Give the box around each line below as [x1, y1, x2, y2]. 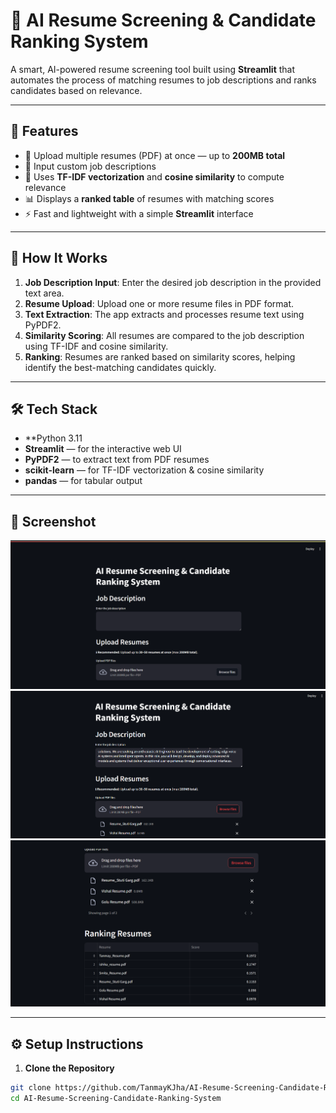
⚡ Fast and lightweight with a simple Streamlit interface [24, 207, 254, 219]
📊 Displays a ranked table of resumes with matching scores [24, 192, 275, 204]
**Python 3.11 [24, 432, 83, 444]
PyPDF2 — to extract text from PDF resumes [24, 454, 210, 466]
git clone [10, 1082, 52, 1093]
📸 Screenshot [10, 513, 97, 530]
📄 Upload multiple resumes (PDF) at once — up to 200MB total [24, 149, 286, 161]
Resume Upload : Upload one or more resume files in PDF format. [24, 297, 295, 309]
